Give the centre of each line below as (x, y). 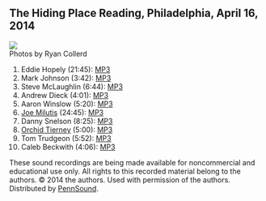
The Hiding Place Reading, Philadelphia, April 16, (134, 13)
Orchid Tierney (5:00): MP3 (67, 130)
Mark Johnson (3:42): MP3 (66, 78)
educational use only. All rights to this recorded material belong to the (125, 171)
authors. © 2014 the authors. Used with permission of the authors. (120, 180)
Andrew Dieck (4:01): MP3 (64, 95)
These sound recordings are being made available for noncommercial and (132, 162)
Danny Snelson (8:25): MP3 (67, 121)
